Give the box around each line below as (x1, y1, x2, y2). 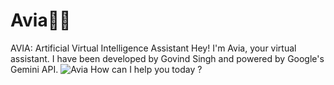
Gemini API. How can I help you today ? (10, 63, 203, 75)
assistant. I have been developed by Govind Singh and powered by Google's (10, 52, 325, 64)
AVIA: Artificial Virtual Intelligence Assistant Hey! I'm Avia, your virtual (10, 42, 297, 54)
